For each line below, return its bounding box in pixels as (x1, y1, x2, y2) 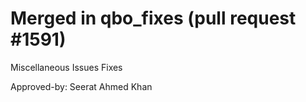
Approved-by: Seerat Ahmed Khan (10, 80, 153, 92)
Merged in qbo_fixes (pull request (10, 7, 297, 30)
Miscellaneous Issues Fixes (10, 61, 123, 73)
